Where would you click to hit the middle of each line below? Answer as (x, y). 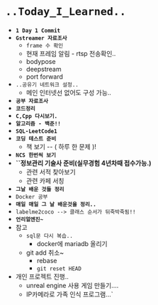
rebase (47, 260)
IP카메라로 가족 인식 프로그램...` (69, 294)
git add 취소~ (45, 253)
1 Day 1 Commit (38, 30)
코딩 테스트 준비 (36, 139)
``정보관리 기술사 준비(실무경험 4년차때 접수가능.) (83, 163)
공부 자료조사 (32, 101)
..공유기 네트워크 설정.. (47, 84)
